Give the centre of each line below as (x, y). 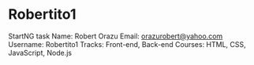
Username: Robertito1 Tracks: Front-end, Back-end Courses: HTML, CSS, (127, 44)
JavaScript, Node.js (40, 52)
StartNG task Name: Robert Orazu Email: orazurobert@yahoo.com (116, 36)
